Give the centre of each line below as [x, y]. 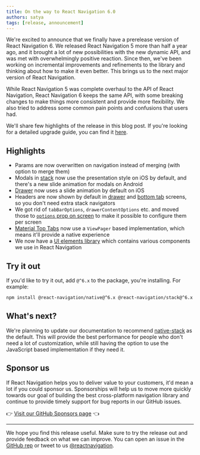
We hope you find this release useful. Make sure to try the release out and [97, 432]
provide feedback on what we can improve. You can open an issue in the [95, 439]
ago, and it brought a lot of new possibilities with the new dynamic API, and [99, 52]
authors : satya [25, 17]
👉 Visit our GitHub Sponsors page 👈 [53, 413]
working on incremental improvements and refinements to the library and [96, 65]
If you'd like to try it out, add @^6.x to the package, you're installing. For [93, 280]
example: [17, 287]
